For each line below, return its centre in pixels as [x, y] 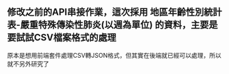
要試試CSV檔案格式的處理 [62, 38]
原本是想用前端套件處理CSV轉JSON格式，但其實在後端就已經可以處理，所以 [114, 55]
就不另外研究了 [28, 64]
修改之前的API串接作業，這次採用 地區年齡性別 [106, 12]
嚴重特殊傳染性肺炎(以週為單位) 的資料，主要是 [119, 25]
